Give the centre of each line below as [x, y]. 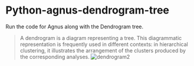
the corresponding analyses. [55, 57]
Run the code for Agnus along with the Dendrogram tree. [75, 27]
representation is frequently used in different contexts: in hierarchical [104, 44]
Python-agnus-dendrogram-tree [87, 10]
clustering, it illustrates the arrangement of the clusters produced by [103, 50]
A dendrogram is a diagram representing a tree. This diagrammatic [101, 38]
